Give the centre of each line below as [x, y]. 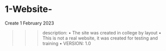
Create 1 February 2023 [29, 23]
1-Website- [29, 9]
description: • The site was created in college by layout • [102, 32]
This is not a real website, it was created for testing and [100, 38]
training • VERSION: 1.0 [67, 43]
